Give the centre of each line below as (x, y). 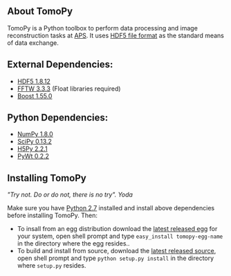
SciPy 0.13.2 (34, 142)
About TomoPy (40, 11)
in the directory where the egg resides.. (73, 243)
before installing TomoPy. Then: (53, 215)
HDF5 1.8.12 (34, 81)
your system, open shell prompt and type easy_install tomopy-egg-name (120, 236)
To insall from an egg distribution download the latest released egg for (117, 229)
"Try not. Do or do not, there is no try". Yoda (70, 195)
